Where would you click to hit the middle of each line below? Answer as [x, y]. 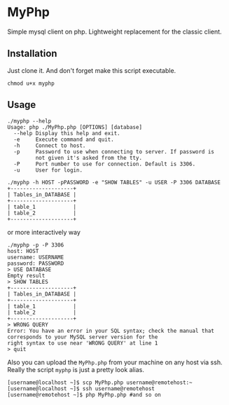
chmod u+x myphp [31, 83]
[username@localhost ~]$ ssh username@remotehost [81, 389]
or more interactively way [44, 232]
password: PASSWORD [36, 263]
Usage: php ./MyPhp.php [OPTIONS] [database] [75, 127]
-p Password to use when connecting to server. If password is [114, 151]
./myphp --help [29, 121]
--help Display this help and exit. [67, 133]
